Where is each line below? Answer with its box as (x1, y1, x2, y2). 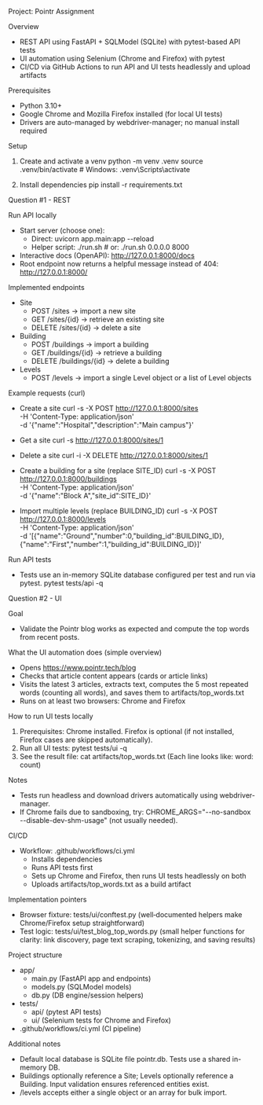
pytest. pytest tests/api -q (19, 578, 104, 588)
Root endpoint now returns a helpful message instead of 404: (19, 259, 219, 268)
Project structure (8, 950, 63, 960)
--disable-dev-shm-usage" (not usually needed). (19, 816, 178, 824)
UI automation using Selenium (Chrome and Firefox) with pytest (19, 54, 225, 63)
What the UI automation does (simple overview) (8, 648, 163, 657)
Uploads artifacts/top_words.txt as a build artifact (31, 879, 192, 889)
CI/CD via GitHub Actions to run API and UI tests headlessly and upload (19, 62, 251, 72)
